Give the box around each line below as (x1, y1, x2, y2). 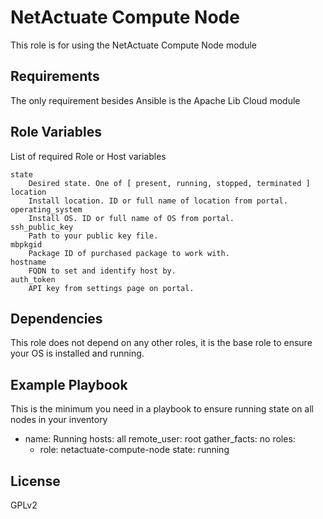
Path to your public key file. (28, 231, 159, 241)
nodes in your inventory (10, 414, 108, 426)
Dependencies (10, 310, 103, 327)
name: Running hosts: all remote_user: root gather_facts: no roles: (24, 433, 296, 445)
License (10, 472, 61, 490)
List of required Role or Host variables (10, 150, 167, 162)
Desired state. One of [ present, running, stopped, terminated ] (28, 178, 311, 188)
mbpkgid (10, 239, 43, 250)
